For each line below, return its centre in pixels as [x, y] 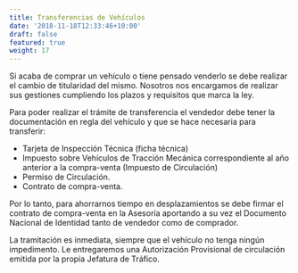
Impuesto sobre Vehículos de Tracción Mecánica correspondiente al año [156, 158]
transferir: [28, 131]
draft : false [33, 34]
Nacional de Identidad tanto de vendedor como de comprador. [124, 223]
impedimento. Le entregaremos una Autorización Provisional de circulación [147, 250]
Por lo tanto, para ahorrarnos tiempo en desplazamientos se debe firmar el [146, 204]
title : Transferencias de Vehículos [77, 17]
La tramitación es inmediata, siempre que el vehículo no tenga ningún [137, 240]
